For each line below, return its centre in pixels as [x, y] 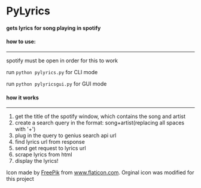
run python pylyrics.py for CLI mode [52, 72]
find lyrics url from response [50, 142]
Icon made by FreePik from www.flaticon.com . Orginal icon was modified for [100, 172]
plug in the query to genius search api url [66, 135]
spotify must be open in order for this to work [62, 60]
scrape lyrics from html [43, 154]
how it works [22, 98]
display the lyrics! [36, 161]
